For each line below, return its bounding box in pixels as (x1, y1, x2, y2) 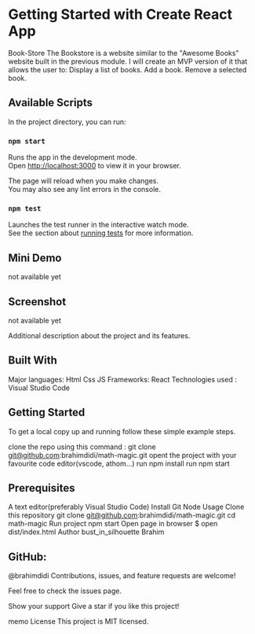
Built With (8, 354, 57, 367)
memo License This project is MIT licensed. (8, 617, 149, 626)
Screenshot (8, 295, 67, 308)
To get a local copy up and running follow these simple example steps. (8, 426, 236, 436)
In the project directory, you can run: (8, 116, 126, 127)
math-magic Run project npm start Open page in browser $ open (8, 519, 218, 529)
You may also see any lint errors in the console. (8, 185, 161, 194)
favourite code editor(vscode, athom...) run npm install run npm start (8, 459, 230, 468)
